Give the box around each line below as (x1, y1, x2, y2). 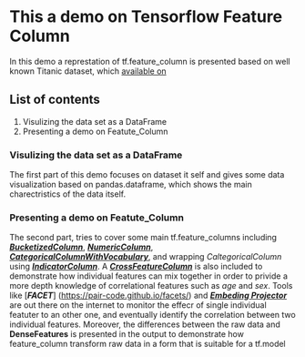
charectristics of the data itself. (9, 189, 126, 199)
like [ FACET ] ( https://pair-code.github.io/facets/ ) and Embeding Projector (9, 290, 288, 301)
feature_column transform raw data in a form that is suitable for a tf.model (9, 339, 287, 350)
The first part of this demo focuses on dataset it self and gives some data (9, 169, 285, 180)
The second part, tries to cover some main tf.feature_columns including (9, 232, 278, 243)
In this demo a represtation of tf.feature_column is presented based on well (9, 56, 291, 66)
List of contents (9, 92, 100, 107)
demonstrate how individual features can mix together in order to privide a (9, 270, 289, 281)
